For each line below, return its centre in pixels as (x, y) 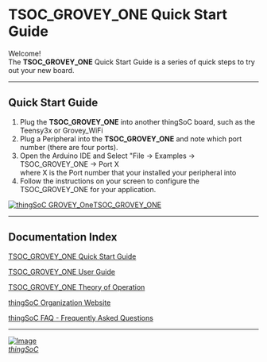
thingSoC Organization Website (60, 302)
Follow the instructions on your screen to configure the (110, 181)
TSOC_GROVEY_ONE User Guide (62, 271)
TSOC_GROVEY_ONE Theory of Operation (77, 287)
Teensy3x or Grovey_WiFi (61, 130)
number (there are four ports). (69, 147)
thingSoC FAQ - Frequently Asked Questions (81, 318)
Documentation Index (63, 237)
